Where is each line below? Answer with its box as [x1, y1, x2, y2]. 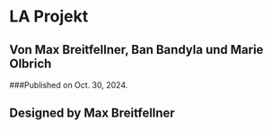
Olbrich [9, 56, 52, 71]
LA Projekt [9, 6, 89, 27]
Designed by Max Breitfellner [9, 106, 175, 121]
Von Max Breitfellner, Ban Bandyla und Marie [9, 42, 264, 57]
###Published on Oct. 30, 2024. [9, 80, 128, 90]
